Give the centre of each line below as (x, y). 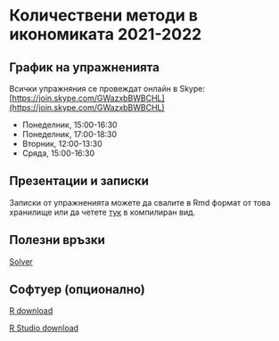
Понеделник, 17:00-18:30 (70, 134)
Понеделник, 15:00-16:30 (70, 125)
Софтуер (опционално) (77, 290)
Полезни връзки (57, 240)
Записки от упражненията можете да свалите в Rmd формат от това (140, 202)
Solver (21, 261)
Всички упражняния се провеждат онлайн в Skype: (107, 89)
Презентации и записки (79, 181)
